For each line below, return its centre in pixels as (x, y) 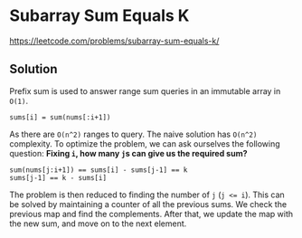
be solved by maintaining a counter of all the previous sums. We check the (148, 204)
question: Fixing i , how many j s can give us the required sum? (128, 153)
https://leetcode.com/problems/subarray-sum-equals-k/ (114, 41)
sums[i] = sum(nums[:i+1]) (60, 117)
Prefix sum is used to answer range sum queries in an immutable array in (145, 90)
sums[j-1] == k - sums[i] (58, 177)
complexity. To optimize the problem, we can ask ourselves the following (145, 143)
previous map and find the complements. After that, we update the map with (151, 214)
